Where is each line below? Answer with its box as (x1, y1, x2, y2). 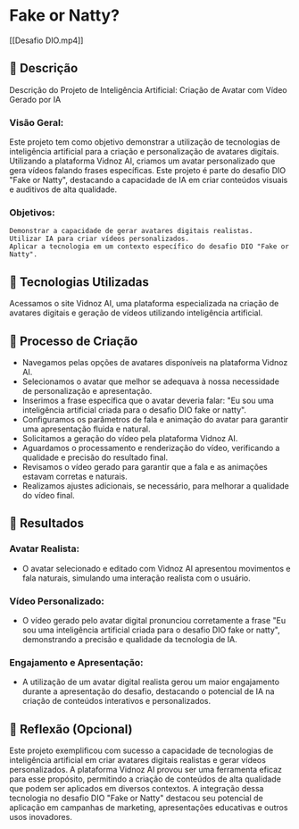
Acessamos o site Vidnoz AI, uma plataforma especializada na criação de (9, 298, 279, 309)
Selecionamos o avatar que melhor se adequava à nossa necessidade (21, 376, 279, 387)
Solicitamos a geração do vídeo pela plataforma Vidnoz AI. (21, 432, 238, 443)
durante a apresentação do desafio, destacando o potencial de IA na (21, 686, 275, 697)
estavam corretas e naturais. (21, 471, 128, 481)
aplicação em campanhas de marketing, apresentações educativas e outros (9, 802, 288, 813)
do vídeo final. (21, 490, 76, 500)
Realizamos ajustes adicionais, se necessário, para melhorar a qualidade (21, 480, 290, 491)
